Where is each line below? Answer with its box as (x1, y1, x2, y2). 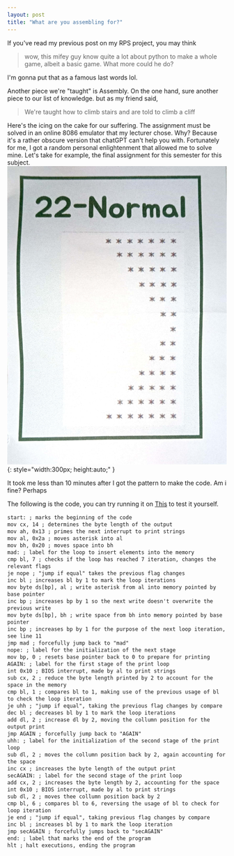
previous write (7, 604, 52, 612)
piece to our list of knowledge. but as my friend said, (7, 94, 159, 103)
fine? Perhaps (7, 486, 47, 495)
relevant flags (7, 562, 52, 570)
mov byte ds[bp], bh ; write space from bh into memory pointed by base (7, 611, 223, 619)
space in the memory (7, 681, 68, 689)
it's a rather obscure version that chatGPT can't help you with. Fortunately (7, 136, 219, 144)
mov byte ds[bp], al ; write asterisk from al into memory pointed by (7, 583, 217, 591)
